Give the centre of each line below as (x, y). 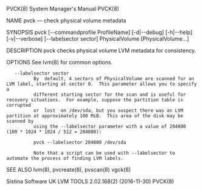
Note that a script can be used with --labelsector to (104, 153)
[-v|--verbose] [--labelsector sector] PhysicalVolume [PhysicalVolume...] (98, 39)
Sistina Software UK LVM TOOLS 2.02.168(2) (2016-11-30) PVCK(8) (90, 181)
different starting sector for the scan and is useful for (110, 95)
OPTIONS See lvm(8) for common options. (60, 62)
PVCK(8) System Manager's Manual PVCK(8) (63, 9)
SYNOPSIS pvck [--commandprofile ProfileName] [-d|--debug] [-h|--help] (99, 32)
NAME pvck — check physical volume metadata (66, 20)
